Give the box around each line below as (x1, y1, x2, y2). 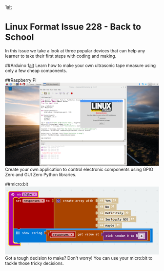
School (5, 32, 34, 43)
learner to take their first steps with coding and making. (5, 53, 117, 59)
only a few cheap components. (5, 68, 67, 73)
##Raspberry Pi (5, 77, 37, 83)
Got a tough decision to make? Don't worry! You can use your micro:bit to (5, 255, 153, 261)
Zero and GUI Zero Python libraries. (5, 171, 77, 178)
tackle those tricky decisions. (5, 260, 64, 266)
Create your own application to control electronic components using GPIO (5, 166, 154, 172)
